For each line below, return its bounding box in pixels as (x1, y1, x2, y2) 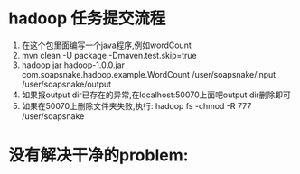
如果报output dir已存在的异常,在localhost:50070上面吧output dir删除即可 (21, 89, 291, 100)
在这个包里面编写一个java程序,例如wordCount (21, 40, 192, 50)
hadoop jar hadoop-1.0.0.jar (21, 60, 126, 70)
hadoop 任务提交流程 (8, 8, 166, 29)
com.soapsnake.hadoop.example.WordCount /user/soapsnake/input (21, 69, 277, 79)
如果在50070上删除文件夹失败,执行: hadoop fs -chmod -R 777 (21, 100, 252, 111)
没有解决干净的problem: (8, 145, 189, 166)
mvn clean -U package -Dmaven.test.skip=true (21, 50, 198, 60)
